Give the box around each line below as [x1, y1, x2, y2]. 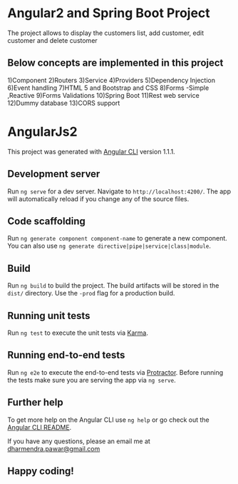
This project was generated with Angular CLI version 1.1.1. [7, 147, 176, 156]
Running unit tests [7, 309, 90, 322]
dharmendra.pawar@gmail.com [7, 444, 100, 453]
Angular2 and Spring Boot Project [7, 5, 210, 21]
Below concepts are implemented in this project [7, 57, 224, 69]
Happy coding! [7, 465, 75, 477]
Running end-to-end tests [7, 349, 125, 361]
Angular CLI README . [7, 423, 72, 431]
